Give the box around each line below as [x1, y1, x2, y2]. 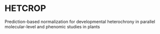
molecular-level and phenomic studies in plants [4, 23, 100, 29]
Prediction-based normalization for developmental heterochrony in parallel [4, 19, 156, 24]
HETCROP [4, 3, 46, 14]
